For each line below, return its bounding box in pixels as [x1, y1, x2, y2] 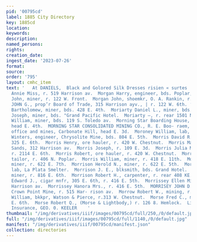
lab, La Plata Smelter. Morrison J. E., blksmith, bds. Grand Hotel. [11, 167, 188, 173]
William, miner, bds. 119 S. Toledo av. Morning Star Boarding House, [11, 118, 191, 124]
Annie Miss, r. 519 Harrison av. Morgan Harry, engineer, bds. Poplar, [11, 90, 193, 96]
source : [6, 69, 25, 75]
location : [6, 25, 30, 31]
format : [6, 63, 25, 69]
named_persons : [6, 42, 43, 48]
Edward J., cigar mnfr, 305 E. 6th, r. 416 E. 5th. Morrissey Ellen [11, 178, 185, 184]
